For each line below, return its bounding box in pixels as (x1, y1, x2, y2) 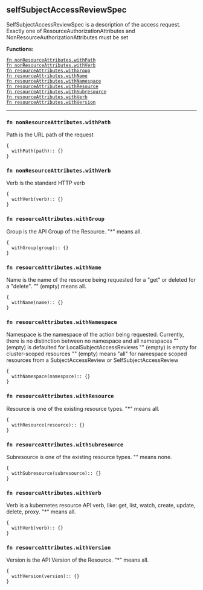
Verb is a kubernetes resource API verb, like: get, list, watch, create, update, (6, 502, 196, 509)
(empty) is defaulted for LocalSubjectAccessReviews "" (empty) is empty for (6, 344, 197, 351)
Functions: (6, 45, 34, 52)
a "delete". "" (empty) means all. (6, 283, 86, 290)
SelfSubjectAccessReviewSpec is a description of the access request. (6, 21, 181, 28)
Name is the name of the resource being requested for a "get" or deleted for (6, 276, 196, 283)
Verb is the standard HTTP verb (6, 179, 86, 186)
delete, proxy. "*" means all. (6, 508, 77, 515)
